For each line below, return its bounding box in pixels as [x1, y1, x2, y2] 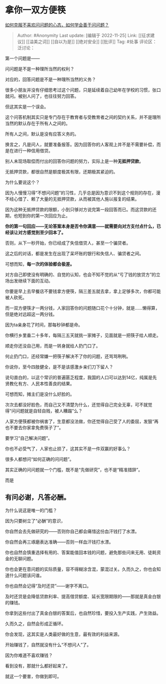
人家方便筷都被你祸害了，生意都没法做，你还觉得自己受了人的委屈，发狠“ [5, 418, 155, 424]
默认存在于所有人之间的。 [18, 120, 70, 126]
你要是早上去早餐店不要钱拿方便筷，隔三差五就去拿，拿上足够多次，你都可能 [5, 288, 161, 294]
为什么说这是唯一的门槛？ [5, 507, 57, 513]
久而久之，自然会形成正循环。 [5, 621, 66, 627]
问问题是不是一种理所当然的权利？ [5, 65, 75, 72]
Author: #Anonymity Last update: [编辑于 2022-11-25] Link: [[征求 [17, 32, 151, 38]
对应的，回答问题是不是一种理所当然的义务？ [5, 76, 96, 82]
